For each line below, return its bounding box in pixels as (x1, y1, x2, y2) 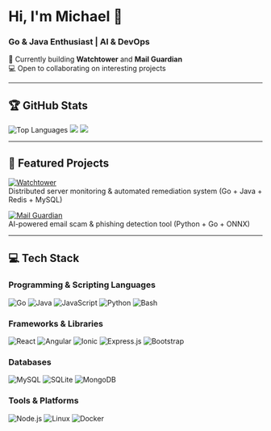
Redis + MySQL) (8, 195, 63, 205)
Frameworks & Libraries (8, 318, 103, 329)
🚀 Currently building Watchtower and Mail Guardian (8, 54, 183, 64)
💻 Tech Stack (8, 251, 80, 265)
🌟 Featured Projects (8, 156, 110, 170)
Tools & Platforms (8, 395, 79, 407)
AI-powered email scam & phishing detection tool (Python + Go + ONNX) (8, 219, 250, 229)
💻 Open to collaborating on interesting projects (8, 64, 167, 74)
